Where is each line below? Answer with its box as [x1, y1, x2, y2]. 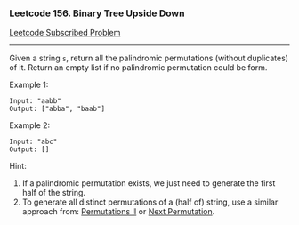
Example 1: [9, 79, 49, 91]
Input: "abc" [9, 137, 58, 147]
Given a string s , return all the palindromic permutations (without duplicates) [9, 52, 289, 64]
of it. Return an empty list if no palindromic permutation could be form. [9, 62, 268, 73]
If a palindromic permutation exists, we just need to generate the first [21, 178, 276, 189]
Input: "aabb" [9, 97, 62, 106]
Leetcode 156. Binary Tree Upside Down [9, 7, 185, 20]
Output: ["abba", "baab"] [9, 105, 105, 114]
